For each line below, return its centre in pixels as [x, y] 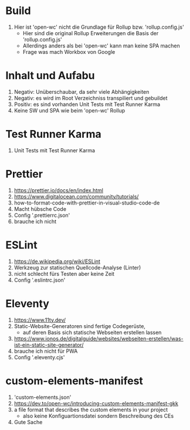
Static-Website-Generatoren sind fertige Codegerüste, [80, 326]
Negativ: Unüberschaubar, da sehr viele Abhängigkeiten [82, 91]
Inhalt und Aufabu [50, 76]
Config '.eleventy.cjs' [39, 357]
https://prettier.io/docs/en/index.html [59, 190]
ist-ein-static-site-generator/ [49, 344]
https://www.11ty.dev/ [40, 320]
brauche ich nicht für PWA [46, 351]
